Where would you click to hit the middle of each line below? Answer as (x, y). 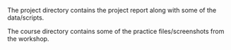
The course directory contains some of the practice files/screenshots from (116, 31)
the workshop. (28, 39)
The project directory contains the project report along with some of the (112, 10)
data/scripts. (26, 18)
